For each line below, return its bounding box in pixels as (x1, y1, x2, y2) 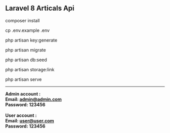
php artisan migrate (5, 47, 47, 53)
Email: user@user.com (5, 117, 54, 123)
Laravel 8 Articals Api (5, 4, 74, 13)
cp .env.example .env (5, 27, 50, 33)
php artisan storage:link (5, 66, 55, 72)
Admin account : (5, 91, 41, 97)
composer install (5, 17, 40, 23)
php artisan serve (5, 76, 42, 82)
